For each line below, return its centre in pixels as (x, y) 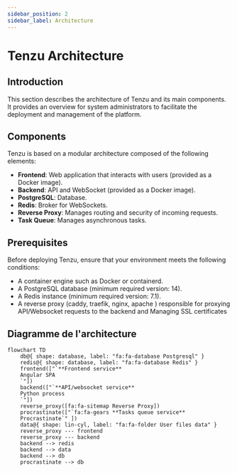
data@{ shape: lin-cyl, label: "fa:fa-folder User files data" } (119, 425)
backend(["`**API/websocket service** (77, 387)
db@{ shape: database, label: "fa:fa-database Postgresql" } (112, 356)
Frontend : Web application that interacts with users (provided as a (115, 175)
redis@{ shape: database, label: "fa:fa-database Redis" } (109, 362)
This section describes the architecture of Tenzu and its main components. (117, 99)
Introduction (35, 82)
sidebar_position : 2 (38, 14)
